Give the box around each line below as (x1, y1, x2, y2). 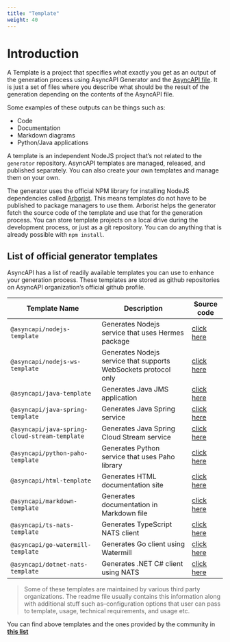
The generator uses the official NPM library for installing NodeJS (7, 187, 190, 195)
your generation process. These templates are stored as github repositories (7, 276, 220, 284)
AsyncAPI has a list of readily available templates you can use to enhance (7, 268, 214, 277)
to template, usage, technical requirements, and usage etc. (23, 607, 190, 615)
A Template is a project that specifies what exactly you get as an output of (7, 68, 216, 77)
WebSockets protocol (101, 365, 171, 374)
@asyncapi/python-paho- (10, 450, 88, 457)
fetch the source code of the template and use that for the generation (7, 209, 203, 217)
